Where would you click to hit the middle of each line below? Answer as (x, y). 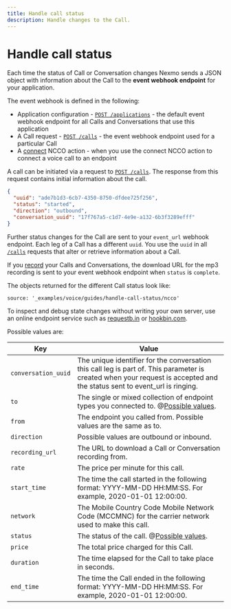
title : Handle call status (46, 13)
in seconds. (96, 567)
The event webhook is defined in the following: (73, 101)
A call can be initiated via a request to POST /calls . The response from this (113, 172)
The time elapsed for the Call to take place (145, 558)
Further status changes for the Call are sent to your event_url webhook (108, 237)
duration (25, 562)
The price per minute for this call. (131, 468)
